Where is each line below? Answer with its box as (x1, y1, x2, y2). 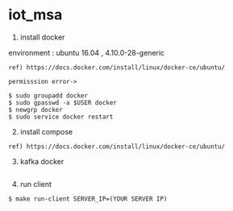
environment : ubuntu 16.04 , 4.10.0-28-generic (8, 48, 165, 57)
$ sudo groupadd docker (8, 91, 89, 100)
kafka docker (19, 156, 64, 166)
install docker (19, 32, 65, 42)
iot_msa (8, 6, 63, 24)
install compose (19, 126, 73, 136)
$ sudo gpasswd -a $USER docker (8, 98, 117, 106)
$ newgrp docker (8, 105, 63, 114)
